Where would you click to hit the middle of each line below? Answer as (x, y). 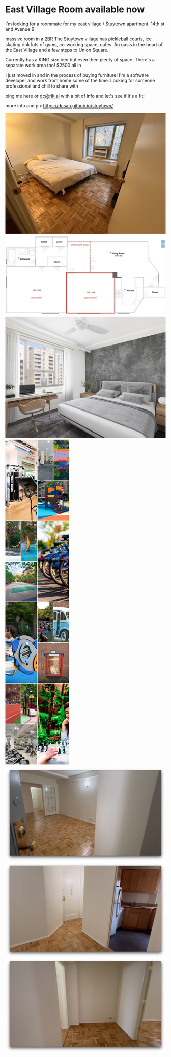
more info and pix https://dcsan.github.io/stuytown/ (59, 105)
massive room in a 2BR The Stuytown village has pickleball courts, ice (78, 39)
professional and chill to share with (42, 86)
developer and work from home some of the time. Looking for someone (80, 80)
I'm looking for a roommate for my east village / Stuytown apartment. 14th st (85, 24)
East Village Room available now (75, 9)
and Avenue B (20, 29)
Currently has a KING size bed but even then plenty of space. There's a (80, 59)
